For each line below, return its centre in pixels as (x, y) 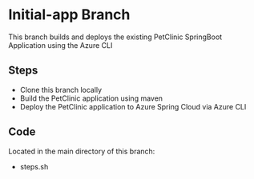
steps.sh (34, 166)
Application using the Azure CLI (60, 45)
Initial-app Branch (69, 15)
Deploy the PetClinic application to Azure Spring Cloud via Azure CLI (133, 106)
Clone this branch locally (61, 89)
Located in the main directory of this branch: (82, 151)
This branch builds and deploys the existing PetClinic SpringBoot (115, 37)
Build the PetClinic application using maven (91, 98)
